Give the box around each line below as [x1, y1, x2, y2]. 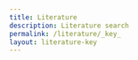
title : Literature [9, 12, 77, 22]
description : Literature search [9, 21, 129, 30]
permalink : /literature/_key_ [9, 29, 122, 38]
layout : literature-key [9, 37, 98, 47]
